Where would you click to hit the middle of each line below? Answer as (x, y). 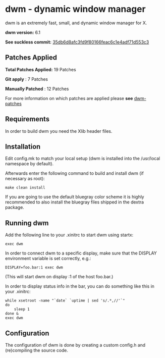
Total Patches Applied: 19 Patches (41, 69)
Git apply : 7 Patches (27, 79)
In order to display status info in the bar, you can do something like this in (80, 286)
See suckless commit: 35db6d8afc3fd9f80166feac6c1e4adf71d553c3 (77, 42)
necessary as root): (25, 179)
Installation (23, 146)
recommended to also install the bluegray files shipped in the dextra (75, 202)
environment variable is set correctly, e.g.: (48, 258)
